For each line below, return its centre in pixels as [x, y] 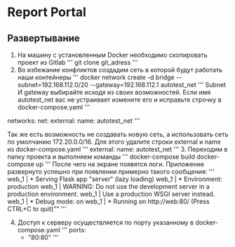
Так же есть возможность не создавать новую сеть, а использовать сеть [118, 134]
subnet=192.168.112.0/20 [53, 85]
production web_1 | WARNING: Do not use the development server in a [109, 186]
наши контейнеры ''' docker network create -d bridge [96, 77]
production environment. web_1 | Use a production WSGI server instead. [111, 194]
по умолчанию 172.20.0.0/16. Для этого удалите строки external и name [114, 142]
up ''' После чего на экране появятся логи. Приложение [120, 164]
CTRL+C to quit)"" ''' [37, 209]
